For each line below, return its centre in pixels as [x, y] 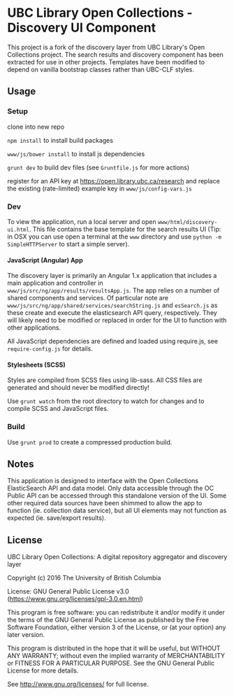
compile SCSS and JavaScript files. [58, 409]
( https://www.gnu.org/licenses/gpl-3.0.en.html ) [75, 599]
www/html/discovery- [188, 222]
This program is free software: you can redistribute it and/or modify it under [116, 612]
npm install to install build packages [60, 140]
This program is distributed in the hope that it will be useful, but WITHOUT [114, 648]
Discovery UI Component [81, 28]
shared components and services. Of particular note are [88, 298]
